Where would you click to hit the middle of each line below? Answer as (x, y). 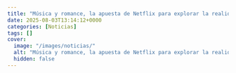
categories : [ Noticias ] (42, 26)
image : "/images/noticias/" (55, 46)
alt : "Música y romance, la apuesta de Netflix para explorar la (111, 53)
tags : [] (20, 33)
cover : (17, 40)
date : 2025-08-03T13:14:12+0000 (54, 20)
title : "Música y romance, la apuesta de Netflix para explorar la (108, 14)
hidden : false (34, 59)
